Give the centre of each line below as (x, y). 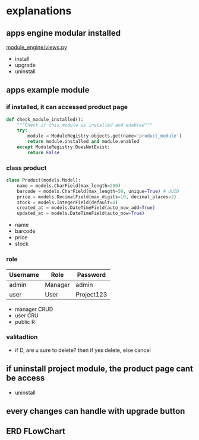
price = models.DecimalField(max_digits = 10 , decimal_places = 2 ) (97, 197)
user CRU (26, 315)
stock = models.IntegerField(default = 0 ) (67, 202)
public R (25, 322)
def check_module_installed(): (45, 119)
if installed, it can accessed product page (67, 107)
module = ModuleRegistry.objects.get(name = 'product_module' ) (105, 136)
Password (91, 274)
